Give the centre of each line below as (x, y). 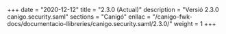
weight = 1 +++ (195, 24)
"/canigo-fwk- (173, 17)
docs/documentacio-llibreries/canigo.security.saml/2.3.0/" (90, 24)
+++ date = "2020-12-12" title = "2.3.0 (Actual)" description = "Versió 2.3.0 (113, 10)
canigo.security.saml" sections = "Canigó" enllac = (79, 17)
